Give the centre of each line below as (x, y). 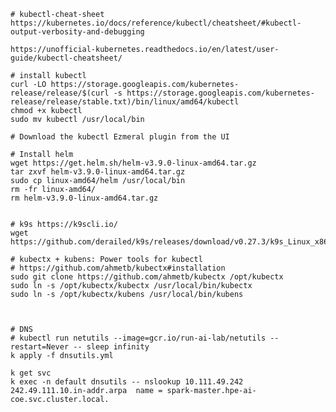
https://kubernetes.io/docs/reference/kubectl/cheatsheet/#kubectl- (156, 23)
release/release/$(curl (60, 93)
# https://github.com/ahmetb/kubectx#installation (118, 268)
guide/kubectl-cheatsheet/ (66, 58)
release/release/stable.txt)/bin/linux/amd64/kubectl (125, 102)
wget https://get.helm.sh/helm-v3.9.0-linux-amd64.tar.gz (133, 163)
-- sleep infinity (111, 347)
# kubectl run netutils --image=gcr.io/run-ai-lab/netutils (138, 338)
